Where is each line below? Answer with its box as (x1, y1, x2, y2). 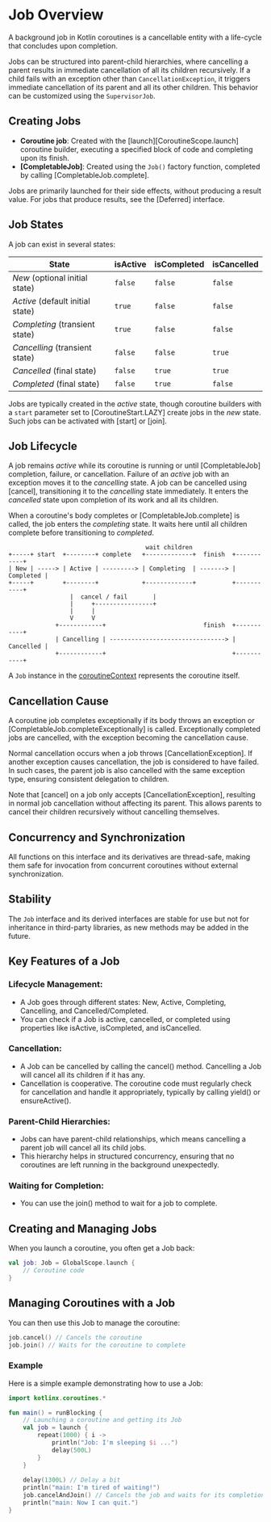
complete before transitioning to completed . (8, 528, 155, 538)
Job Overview (8, 6, 104, 24)
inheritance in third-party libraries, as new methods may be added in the (8, 923, 249, 932)
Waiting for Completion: (8, 1180, 105, 1192)
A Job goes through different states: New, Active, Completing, (19, 997, 227, 1007)
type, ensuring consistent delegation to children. (8, 774, 169, 784)
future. (8, 931, 31, 940)
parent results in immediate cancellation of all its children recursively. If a (8, 65, 251, 74)
